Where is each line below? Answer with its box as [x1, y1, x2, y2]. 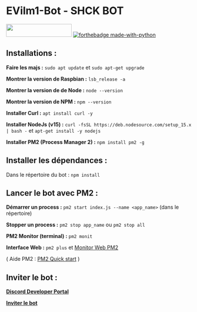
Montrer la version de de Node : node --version [6, 86, 123, 93]
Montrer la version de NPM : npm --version [6, 98, 112, 105]
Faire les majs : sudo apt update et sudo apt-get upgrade [6, 63, 145, 71]
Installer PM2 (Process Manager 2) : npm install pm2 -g [6, 138, 145, 145]
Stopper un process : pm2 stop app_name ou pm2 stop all [6, 222, 145, 229]
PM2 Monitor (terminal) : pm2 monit [6, 233, 93, 240]
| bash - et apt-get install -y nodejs [6, 127, 101, 134]
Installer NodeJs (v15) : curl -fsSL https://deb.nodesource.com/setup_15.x [6, 120, 192, 128]
